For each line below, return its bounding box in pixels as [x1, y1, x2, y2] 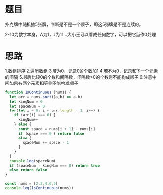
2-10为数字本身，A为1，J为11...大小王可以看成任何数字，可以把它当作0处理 [5, 31, 156, 37]
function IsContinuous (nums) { [5, 90, 71, 95]
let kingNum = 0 [9, 99, 43, 104]
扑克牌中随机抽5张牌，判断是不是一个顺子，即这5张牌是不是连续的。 [5, 21, 144, 27]
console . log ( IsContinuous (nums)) [5, 186, 74, 191]
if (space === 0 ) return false [18, 131, 84, 136]
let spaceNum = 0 [9, 104, 45, 109]
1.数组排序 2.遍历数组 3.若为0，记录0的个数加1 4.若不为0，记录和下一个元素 [5, 68, 158, 74]
